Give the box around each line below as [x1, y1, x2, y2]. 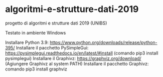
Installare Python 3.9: [5, 39, 49, 45]
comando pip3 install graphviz [5, 66, 67, 72]
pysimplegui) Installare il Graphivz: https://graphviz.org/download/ [5, 55, 142, 61]
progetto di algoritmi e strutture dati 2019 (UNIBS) [5, 20, 107, 26]
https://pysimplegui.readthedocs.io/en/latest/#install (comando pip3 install [5, 50, 159, 56]
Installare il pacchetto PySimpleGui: [15, 44, 89, 50]
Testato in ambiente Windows [5, 29, 66, 35]
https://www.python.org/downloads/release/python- [49, 39, 158, 45]
